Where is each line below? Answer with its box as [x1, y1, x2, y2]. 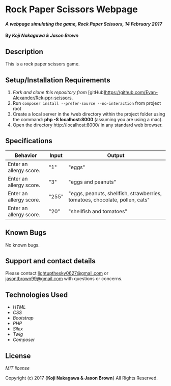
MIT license [5, 365, 30, 371]
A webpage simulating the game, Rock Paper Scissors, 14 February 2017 [5, 20, 162, 27]
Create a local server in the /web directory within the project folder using [12, 111, 165, 117]
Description [5, 47, 43, 56]
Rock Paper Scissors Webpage [5, 4, 138, 15]
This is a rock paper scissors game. [5, 61, 80, 67]
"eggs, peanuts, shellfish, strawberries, [68, 190, 162, 197]
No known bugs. [5, 242, 40, 248]
